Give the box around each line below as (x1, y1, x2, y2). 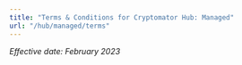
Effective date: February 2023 (9, 45, 121, 56)
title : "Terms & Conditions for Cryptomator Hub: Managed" (9, 12, 235, 22)
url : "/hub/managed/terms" (9, 21, 110, 30)
